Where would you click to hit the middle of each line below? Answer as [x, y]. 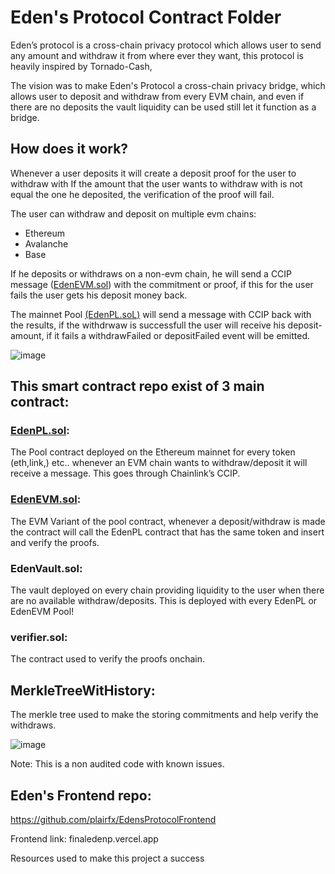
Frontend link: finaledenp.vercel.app [84, 838]
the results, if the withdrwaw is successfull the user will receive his [148, 325]
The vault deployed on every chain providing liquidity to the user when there [167, 590]
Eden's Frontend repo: [81, 795]
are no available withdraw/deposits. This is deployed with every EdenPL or [164, 601]
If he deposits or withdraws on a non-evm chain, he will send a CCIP [151, 273]
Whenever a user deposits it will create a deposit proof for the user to [153, 173]
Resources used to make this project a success [107, 858]
